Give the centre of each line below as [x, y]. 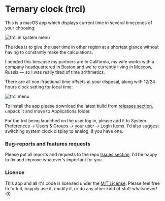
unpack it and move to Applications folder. [48, 111]
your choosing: [20, 28]
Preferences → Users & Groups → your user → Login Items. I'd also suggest [82, 126]
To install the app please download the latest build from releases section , [79, 106]
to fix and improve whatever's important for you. [54, 160]
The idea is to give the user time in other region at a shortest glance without [82, 47]
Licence [15, 172]
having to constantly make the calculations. [49, 52]
